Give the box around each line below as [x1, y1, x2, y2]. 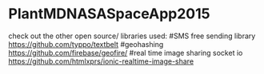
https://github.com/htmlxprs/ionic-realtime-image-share [8, 56, 194, 66]
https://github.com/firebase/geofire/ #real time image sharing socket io [8, 48, 243, 57]
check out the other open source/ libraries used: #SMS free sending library [8, 31, 256, 41]
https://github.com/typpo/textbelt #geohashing [8, 39, 164, 49]
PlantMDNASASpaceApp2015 [8, 5, 210, 23]
